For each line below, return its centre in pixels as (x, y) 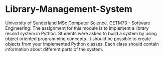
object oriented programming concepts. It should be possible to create (78, 39)
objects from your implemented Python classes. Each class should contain (82, 44)
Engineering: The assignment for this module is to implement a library (77, 28)
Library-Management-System (69, 9)
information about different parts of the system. (54, 49)
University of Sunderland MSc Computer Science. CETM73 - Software (78, 23)
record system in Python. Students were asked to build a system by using (81, 33)
